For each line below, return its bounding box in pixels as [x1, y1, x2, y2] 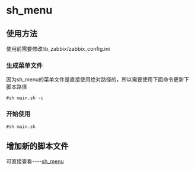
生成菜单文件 [6, 61, 43, 70]
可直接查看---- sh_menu [6, 158, 64, 165]
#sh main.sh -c [6, 95, 44, 101]
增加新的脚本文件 [6, 141, 69, 151]
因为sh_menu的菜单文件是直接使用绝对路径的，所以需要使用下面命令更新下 [6, 76, 190, 83]
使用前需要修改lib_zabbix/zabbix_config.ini [6, 45, 110, 52]
